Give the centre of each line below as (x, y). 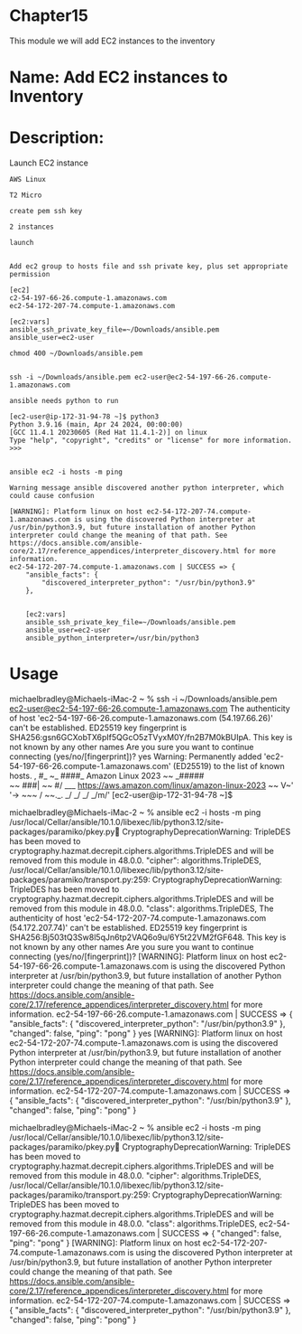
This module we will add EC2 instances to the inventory (112, 41)
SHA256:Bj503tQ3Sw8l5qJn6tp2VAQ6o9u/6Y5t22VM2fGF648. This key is (148, 937)
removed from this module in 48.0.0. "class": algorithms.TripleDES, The (142, 908)
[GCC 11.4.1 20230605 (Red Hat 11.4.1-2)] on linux (108, 433)
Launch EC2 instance (49, 163)
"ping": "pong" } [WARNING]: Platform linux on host (105, 1243)
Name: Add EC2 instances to (119, 77)
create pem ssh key (46, 211)
